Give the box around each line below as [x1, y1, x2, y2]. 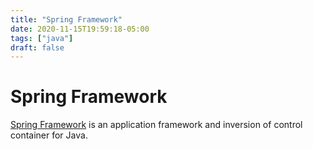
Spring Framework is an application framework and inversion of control [10, 119, 303, 131]
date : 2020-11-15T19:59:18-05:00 [10, 24, 150, 34]
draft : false [10, 42, 65, 53]
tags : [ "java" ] [10, 33, 74, 43]
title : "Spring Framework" [10, 14, 123, 25]
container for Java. [10, 129, 88, 141]
